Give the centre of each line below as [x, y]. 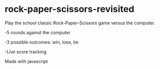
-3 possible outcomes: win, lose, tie [42, 42]
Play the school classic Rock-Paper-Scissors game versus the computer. [80, 23]
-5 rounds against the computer [38, 32]
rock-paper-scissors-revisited [69, 9]
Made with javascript [26, 61]
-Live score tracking [26, 52]
